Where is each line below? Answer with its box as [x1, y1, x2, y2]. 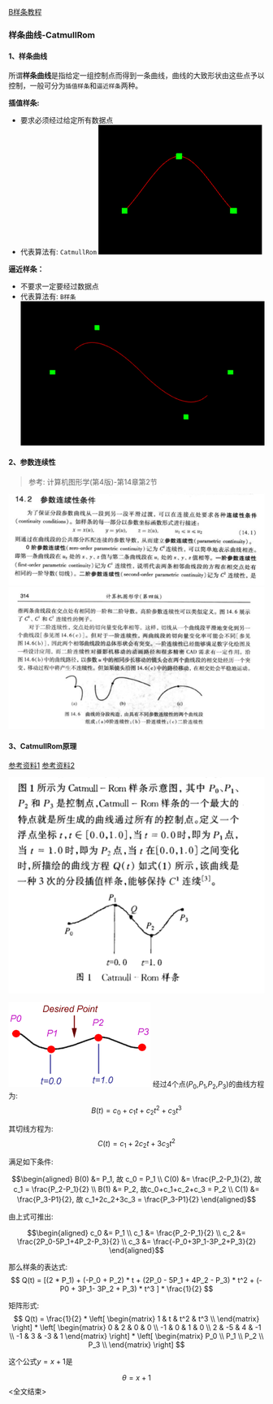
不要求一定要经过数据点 [19, 281, 99, 291]
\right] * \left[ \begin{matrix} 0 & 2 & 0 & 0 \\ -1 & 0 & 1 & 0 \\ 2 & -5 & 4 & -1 [11, 1323, 262, 1332]
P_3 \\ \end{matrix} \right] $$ [88, 1340, 185, 1350]
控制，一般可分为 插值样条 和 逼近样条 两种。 [8, 80, 143, 91]
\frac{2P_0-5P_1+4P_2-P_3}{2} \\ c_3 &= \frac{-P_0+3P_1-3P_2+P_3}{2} [16, 1237, 257, 1246]
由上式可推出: [8, 1212, 54, 1222]
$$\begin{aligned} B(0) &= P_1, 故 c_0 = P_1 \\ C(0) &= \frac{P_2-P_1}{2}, [11, 1174, 253, 1184]
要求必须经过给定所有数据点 [19, 115, 114, 125]
